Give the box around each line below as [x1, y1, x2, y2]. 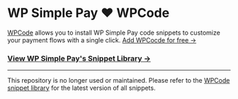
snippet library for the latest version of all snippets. [7, 83, 156, 93]
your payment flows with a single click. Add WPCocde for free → [7, 35, 197, 44]
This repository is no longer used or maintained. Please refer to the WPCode [7, 76, 230, 85]
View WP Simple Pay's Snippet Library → [7, 53, 151, 63]
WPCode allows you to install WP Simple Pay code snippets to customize [7, 28, 221, 37]
